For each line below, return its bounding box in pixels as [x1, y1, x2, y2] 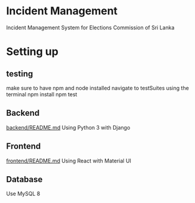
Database [6, 174, 43, 184]
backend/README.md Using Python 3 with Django [6, 124, 131, 131]
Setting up [6, 45, 58, 59]
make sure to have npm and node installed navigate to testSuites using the [6, 84, 189, 91]
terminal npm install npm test [6, 91, 78, 98]
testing [6, 69, 33, 79]
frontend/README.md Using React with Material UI [6, 157, 131, 164]
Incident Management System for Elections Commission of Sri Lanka [6, 24, 175, 31]
